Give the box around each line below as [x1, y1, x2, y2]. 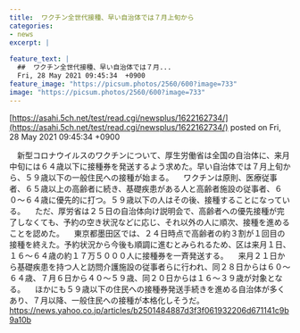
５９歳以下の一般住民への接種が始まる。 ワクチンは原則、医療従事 [24, 171, 278, 183]
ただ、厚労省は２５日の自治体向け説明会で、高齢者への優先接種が [34, 205, 277, 216]
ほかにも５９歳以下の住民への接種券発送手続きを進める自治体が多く [34, 283, 286, 295]
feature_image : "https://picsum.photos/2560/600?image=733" [9, 79, 238, 88]
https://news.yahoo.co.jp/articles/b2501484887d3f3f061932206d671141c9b [9, 304, 289, 315]
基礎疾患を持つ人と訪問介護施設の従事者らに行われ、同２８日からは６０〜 [16, 261, 291, 272]
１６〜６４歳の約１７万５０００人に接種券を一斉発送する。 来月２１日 [9, 250, 278, 261]
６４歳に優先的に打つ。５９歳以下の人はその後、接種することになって [24, 194, 283, 205]
